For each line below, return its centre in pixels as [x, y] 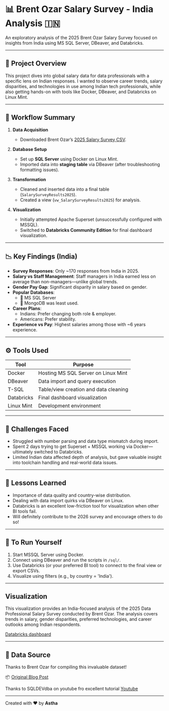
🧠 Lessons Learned [36, 483]
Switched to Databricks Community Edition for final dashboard [86, 230]
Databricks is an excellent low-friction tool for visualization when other [86, 506]
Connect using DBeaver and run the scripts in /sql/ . [67, 560]
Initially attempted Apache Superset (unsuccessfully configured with [91, 219]
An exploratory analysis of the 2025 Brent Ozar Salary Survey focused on [81, 37]
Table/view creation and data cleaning [83, 389]
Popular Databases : [33, 292]
